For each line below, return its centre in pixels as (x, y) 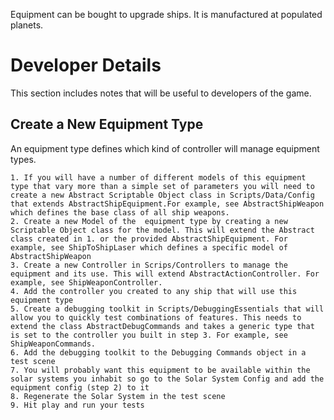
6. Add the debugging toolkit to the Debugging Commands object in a (158, 352)
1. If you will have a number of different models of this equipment (158, 177)
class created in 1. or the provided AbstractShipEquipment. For (149, 239)
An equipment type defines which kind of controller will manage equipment (165, 148)
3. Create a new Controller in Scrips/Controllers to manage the (149, 265)
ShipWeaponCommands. (53, 344)
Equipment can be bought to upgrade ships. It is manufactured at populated (166, 14)
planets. (27, 25)
